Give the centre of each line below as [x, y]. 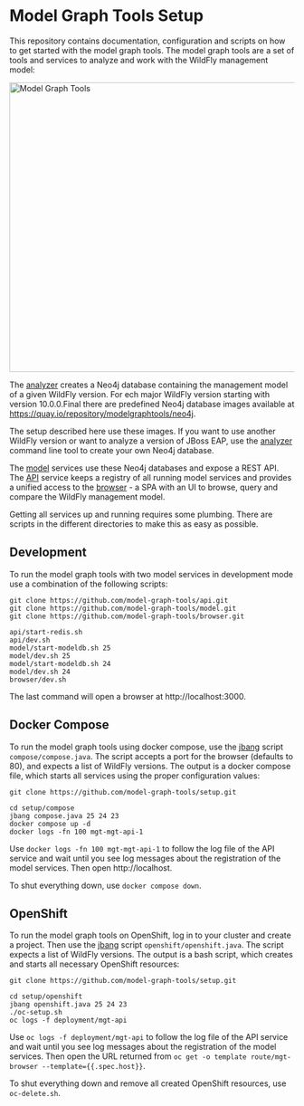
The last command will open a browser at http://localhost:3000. [128, 696]
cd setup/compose [42, 808]
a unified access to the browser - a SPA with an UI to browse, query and [144, 487]
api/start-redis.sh [46, 632]
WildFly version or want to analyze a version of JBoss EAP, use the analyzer [151, 441]
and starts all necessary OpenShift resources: [95, 964]
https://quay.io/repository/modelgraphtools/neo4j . [103, 414]
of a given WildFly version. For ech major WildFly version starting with [140, 394]
